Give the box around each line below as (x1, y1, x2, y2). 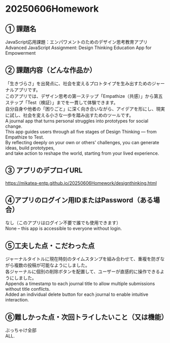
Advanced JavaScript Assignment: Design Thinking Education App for (5, 45, 152, 51)
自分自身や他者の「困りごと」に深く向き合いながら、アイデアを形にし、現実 (5, 106, 165, 112)
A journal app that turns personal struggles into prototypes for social (5, 118, 149, 124)
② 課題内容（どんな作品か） (5, 66, 96, 75)
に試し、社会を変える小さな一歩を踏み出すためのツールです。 (5, 112, 134, 118)
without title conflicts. (5, 286, 51, 292)
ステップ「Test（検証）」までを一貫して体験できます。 (5, 99, 118, 106)
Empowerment (5, 50, 36, 56)
